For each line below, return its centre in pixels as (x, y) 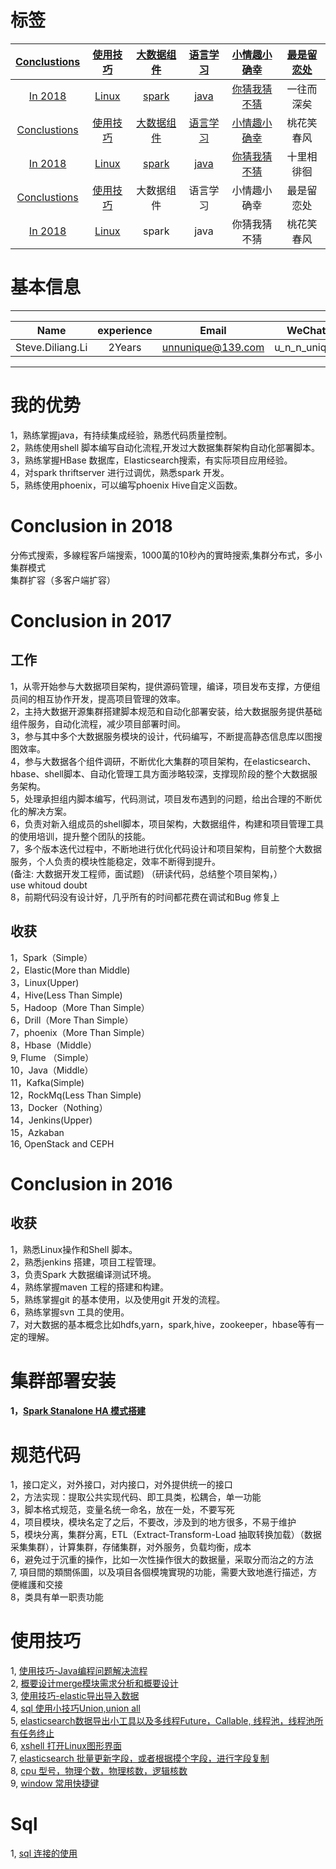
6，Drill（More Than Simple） (72, 1020)
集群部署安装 (63, 1380)
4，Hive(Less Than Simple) (66, 995)
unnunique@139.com (213, 347)
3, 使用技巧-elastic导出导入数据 (75, 1696)
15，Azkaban (37, 1132)
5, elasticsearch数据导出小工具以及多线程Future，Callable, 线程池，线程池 (162, 1721)
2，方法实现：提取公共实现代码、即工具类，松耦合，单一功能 (136, 1497)
